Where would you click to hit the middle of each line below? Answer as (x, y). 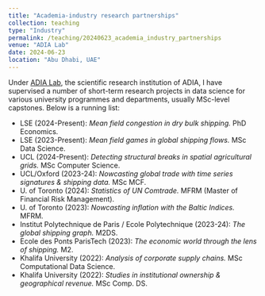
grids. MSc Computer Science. (70, 165)
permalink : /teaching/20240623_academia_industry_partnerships (115, 38)
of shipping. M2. (46, 249)
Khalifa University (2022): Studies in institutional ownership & (120, 275)
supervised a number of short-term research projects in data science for (127, 90)
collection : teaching (44, 23)
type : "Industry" (37, 30)
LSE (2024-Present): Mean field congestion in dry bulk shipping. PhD (133, 123)
